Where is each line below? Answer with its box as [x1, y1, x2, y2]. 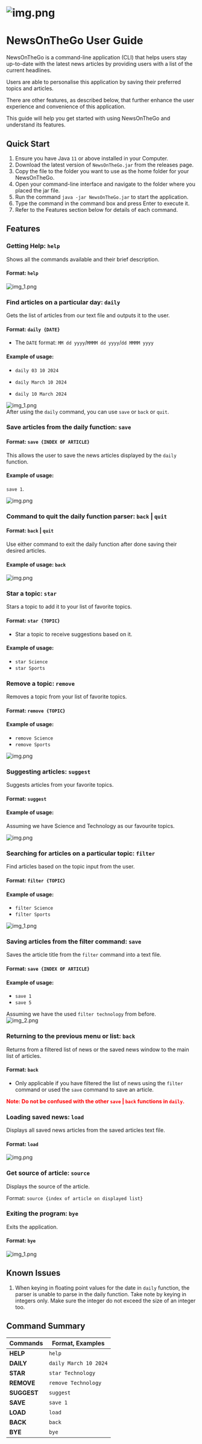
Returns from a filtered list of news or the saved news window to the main [6, 1046, 189, 1053]
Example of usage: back [6, 560, 66, 568]
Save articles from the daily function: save [6, 423, 131, 432]
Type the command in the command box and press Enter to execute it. [14, 200, 190, 207]
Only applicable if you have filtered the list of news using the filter [14, 1079, 183, 1086]
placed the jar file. [14, 186, 60, 194]
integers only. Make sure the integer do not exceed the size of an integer [14, 1297, 196, 1304]
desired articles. [6, 546, 46, 554]
